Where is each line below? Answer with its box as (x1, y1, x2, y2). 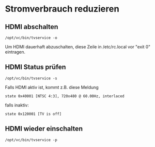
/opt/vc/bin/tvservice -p (5, 137, 57, 142)
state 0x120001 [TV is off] (5, 111, 62, 117)
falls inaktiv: (5, 102, 29, 108)
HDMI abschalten (5, 23, 59, 31)
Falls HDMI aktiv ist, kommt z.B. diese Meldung (5, 84, 99, 90)
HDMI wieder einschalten (5, 125, 83, 133)
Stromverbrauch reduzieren (5, 3, 120, 15)
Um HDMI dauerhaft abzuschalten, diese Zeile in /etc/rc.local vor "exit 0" (5, 44, 151, 49)
